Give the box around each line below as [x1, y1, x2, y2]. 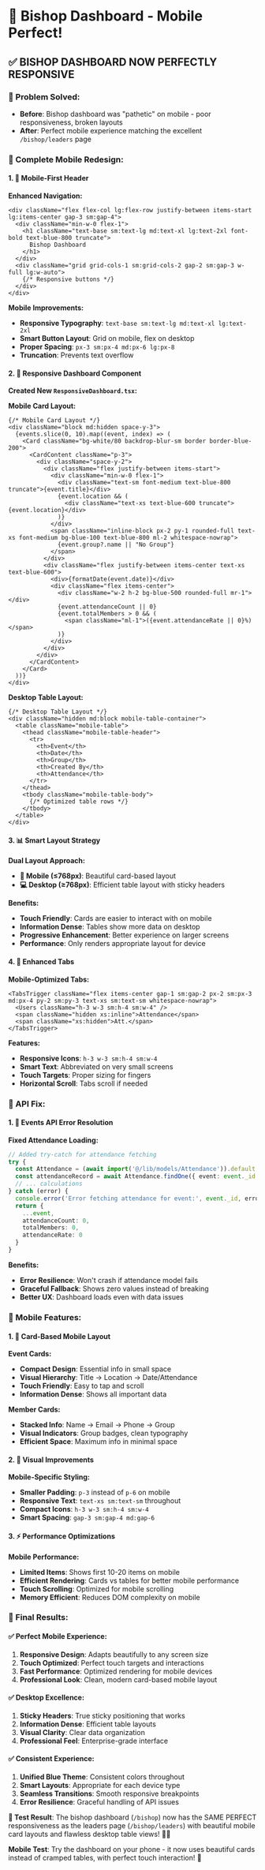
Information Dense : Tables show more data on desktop [19, 922, 200, 932]
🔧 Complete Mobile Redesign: [8, 154, 124, 165]
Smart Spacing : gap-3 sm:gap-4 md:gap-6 [19, 1513, 155, 1522]
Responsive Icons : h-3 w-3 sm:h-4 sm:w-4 [19, 1053, 158, 1063]
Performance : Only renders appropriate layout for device [19, 939, 207, 948]
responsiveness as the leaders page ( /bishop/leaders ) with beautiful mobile [8, 1821, 256, 1831]
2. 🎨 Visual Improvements [8, 1455, 95, 1464]
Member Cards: [8, 1404, 61, 1415]
